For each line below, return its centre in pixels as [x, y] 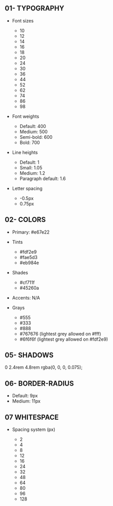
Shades [20, 272]
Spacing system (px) [34, 429]
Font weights [26, 116]
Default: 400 [33, 126]
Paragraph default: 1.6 [43, 179]
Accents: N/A [26, 297]
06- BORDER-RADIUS [39, 383]
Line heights [25, 152]
